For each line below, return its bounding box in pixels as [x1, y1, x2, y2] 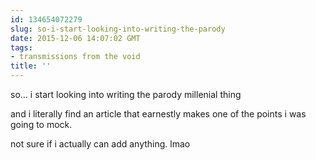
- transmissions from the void [10, 52, 141, 62]
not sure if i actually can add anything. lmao [10, 138, 191, 150]
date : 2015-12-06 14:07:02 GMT [10, 33, 141, 43]
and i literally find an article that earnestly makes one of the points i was [10, 108, 307, 120]
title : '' [10, 61, 52, 71]
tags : [10, 42, 33, 53]
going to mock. [10, 119, 73, 130]
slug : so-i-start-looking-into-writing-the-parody [10, 24, 226, 34]
